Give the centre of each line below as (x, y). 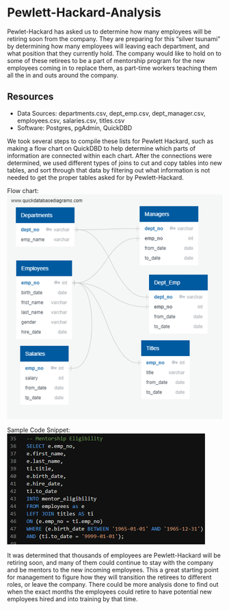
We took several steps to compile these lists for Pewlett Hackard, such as (110, 141)
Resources (30, 97)
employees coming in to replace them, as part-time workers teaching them (112, 68)
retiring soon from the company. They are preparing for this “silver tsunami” (114, 38)
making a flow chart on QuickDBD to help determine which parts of (102, 148)
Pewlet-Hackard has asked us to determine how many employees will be (109, 31)
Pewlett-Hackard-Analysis (84, 13)
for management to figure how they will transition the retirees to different (109, 577)
